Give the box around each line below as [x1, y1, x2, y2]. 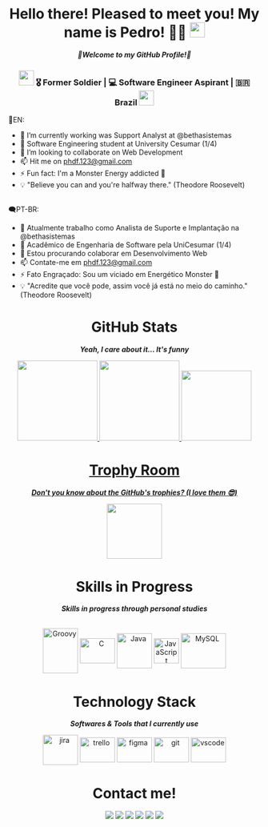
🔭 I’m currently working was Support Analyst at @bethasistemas [19, 130, 232, 140]
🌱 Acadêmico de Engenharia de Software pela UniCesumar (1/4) [19, 239, 232, 249]
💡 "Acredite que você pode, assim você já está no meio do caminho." [19, 281, 248, 291]
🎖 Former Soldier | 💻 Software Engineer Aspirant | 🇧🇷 [35, 77, 250, 88]
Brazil [114, 97, 138, 108]
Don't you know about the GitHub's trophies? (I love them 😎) [31, 488, 238, 497]
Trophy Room [89, 461, 180, 479]
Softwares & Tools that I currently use [70, 719, 199, 729]
